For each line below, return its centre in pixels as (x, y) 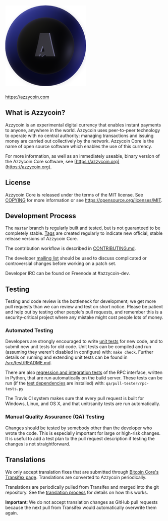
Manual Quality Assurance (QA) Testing (55, 417)
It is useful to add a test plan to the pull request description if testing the (80, 438)
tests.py (14, 389)
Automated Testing (29, 331)
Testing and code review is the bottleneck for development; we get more (81, 301)
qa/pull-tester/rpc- (127, 384)
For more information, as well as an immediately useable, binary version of (82, 156)
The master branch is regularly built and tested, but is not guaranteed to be (83, 228)
